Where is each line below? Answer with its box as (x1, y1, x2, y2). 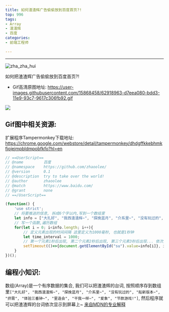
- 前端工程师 (5, 40, 29, 45)
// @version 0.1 (5, 169, 51, 174)
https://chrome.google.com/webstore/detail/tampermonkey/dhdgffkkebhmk (5, 140, 162, 146)
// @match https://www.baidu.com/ (5, 183, 94, 188)
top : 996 (5, 12, 24, 17)
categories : (5, 36, 30, 41)
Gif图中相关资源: (5, 120, 57, 129)
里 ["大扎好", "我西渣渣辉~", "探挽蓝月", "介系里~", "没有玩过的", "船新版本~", (5, 288, 160, 294)
